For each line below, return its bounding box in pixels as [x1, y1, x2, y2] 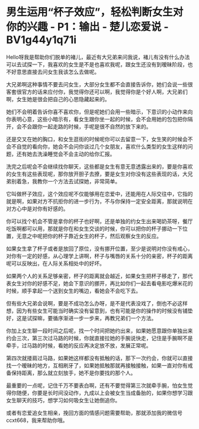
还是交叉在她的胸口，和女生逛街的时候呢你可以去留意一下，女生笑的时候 [6, 136, 182, 143]
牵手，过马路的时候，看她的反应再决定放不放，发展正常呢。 [6, 341, 152, 349]
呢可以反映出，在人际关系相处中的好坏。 [6, 260, 105, 267]
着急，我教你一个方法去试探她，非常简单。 [16, 178, 120, 185]
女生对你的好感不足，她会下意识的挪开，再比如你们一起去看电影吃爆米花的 [11, 279, 193, 287]
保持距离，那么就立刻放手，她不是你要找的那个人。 [11, 369, 136, 376]
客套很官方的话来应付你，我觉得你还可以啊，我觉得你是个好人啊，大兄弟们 [6, 88, 188, 95]
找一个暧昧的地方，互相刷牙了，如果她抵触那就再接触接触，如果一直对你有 [6, 362, 188, 369]
